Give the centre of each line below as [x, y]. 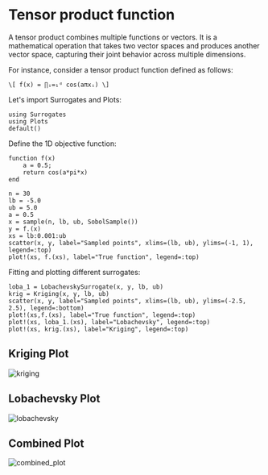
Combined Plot [46, 443]
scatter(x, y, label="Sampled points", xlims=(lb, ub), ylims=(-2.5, [128, 301]
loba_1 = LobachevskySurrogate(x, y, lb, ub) [86, 287]
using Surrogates [37, 115]
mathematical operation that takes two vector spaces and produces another [134, 45]
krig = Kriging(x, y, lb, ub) [59, 294]
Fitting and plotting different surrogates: [74, 272]
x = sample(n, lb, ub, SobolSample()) [73, 222]
